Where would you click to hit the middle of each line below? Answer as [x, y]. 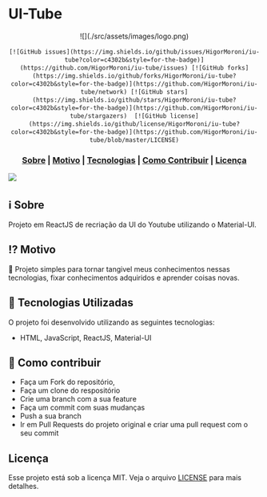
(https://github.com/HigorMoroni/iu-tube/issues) [104, 68]
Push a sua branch [51, 416]
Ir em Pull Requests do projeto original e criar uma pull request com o [134, 425]
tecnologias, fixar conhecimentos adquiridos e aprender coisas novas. [124, 277]
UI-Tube [35, 14]
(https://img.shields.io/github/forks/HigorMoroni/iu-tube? [134, 76]
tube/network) [104, 92]
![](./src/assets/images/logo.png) [134, 36]
